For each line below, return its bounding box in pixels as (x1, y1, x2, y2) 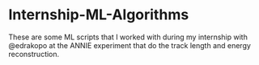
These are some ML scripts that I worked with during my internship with (8, 32, 248, 42)
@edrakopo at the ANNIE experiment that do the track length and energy (8, 40, 251, 50)
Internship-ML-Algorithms (8, 6, 189, 24)
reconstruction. (8, 49, 60, 59)
